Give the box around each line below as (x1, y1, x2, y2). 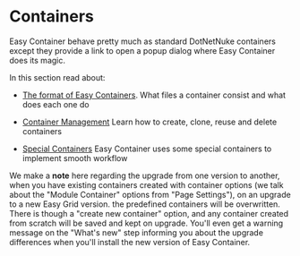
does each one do (21, 98, 90, 109)
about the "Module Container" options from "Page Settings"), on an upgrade (9, 189, 291, 200)
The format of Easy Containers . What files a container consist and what (21, 90, 287, 100)
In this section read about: (9, 72, 106, 82)
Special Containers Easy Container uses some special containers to (21, 143, 272, 154)
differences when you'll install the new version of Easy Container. (9, 236, 251, 247)
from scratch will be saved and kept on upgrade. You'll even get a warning (9, 218, 284, 228)
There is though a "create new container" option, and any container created (9, 208, 289, 218)
